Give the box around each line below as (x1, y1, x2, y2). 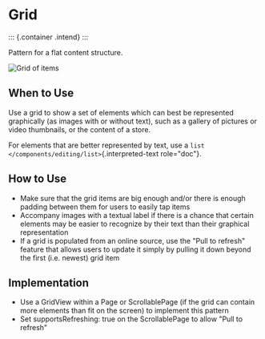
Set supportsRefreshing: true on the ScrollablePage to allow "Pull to (19, 314, 243, 324)
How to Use (8, 172, 67, 186)
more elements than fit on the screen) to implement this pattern (19, 306, 230, 316)
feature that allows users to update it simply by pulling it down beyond (19, 244, 251, 254)
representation (19, 227, 69, 237)
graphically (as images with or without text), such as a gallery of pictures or (8, 116, 258, 126)
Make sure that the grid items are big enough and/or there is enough (19, 193, 246, 203)
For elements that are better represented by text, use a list (8, 140, 205, 150)
